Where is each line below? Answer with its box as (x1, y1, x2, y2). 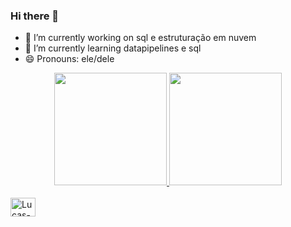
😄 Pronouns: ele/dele (24, 53, 115, 65)
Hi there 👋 (10, 9, 60, 23)
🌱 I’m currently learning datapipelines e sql (24, 42, 202, 54)
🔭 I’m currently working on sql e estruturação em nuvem (24, 32, 257, 44)
